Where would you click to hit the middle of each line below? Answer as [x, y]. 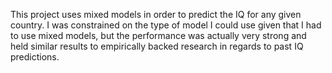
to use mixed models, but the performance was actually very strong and [158, 35]
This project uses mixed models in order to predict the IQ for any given [156, 14]
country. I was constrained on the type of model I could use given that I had [166, 25]
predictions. [35, 57]
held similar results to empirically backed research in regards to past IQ [157, 46]
